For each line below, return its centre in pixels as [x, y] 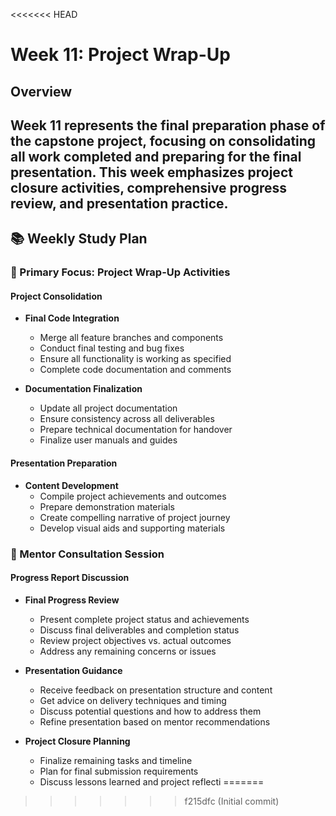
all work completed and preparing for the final [156, 156]
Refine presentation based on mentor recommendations [155, 721]
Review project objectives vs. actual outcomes [135, 640]
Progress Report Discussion [70, 578]
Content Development [71, 485]
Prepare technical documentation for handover [136, 430]
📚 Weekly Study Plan [79, 239]
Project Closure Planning [77, 741]
